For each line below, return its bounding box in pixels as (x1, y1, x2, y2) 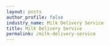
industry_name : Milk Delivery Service (6, 20, 104, 26)
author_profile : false (6, 14, 63, 20)
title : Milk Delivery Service (6, 25, 83, 32)
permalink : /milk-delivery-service (6, 31, 96, 37)
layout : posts (6, 8, 42, 15)
